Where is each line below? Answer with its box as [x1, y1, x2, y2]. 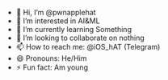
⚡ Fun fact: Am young [15, 62, 89, 72]
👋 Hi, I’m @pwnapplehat [15, 8, 96, 17]
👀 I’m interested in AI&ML [15, 16, 100, 26]
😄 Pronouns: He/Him [15, 54, 87, 63]
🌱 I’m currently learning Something [15, 25, 132, 34]
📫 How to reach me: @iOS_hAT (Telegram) [15, 42, 161, 51]
